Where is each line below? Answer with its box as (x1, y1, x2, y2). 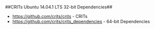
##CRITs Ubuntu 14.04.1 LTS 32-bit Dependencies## (5, 4, 112, 10)
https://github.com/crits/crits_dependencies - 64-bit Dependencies (12, 19, 150, 24)
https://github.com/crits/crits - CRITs (12, 14, 88, 19)
